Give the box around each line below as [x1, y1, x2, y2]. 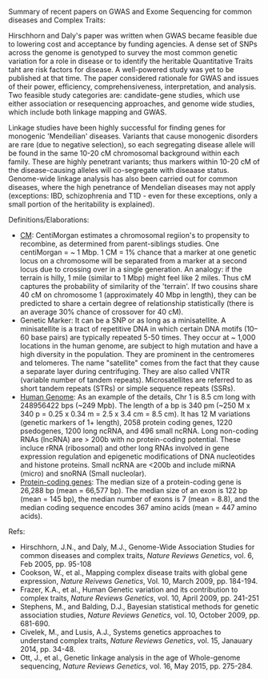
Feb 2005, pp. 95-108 [19, 560, 92, 569]
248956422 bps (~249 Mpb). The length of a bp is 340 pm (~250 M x [19, 400, 250, 410]
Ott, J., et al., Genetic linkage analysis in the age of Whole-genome [19, 653, 241, 662]
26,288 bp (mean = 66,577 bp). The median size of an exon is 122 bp [19, 486, 248, 495]
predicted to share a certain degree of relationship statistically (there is [19, 299, 254, 307]
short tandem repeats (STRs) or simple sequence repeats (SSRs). [19, 384, 236, 393]
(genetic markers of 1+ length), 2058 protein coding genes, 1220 [19, 418, 234, 427]
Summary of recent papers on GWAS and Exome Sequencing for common [8, 7, 252, 16]
